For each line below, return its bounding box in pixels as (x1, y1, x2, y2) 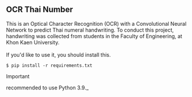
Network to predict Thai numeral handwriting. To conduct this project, (6, 26, 174, 33)
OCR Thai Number (6, 5, 73, 15)
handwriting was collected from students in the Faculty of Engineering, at (6, 32, 183, 40)
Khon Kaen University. (6, 39, 60, 46)
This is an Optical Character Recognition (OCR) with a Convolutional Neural (6, 20, 187, 27)
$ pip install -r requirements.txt (6, 63, 93, 68)
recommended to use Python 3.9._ (6, 84, 89, 91)
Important (6, 72, 30, 79)
